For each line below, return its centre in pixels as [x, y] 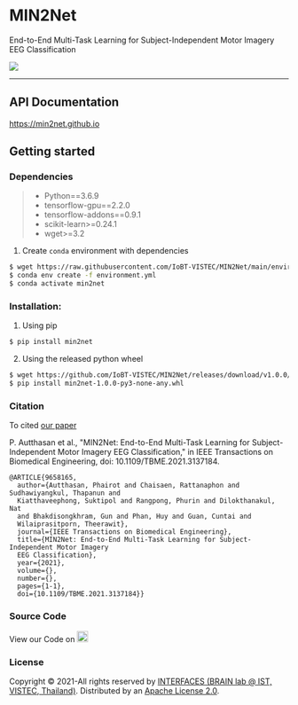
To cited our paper [43, 426]
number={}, [37, 579]
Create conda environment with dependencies [105, 251]
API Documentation [64, 102]
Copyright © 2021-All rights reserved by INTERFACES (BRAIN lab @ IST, [141, 681]
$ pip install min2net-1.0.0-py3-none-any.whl [97, 384]
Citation [27, 406]
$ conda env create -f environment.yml [83, 276]
